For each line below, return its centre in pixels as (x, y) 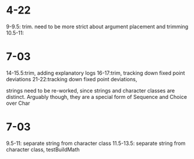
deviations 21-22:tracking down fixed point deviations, (72, 79)
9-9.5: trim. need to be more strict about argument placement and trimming (97, 26)
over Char (18, 103)
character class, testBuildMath (43, 149)
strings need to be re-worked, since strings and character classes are (91, 90)
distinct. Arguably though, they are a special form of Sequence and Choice (96, 97)
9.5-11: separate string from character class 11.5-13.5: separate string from (96, 143)
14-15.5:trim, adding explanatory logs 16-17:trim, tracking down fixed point (96, 73)
